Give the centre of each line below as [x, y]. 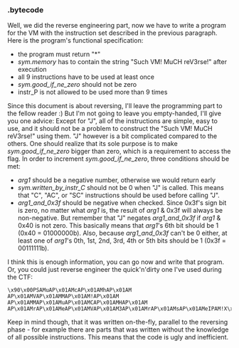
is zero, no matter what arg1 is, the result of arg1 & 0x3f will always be [120, 211]
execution [32, 70]
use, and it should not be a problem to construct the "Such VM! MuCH [110, 129]
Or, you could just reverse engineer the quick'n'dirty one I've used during [115, 270]
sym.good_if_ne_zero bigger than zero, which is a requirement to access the [119, 152]
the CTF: [20, 277]
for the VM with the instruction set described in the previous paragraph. [112, 33]
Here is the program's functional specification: [75, 41]
